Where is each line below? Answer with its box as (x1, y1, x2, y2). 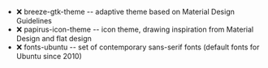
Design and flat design (15, 34, 92, 43)
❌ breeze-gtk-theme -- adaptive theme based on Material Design (15, 7, 236, 16)
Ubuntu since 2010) (15, 52, 83, 61)
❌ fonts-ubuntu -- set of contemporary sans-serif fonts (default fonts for (15, 42, 260, 52)
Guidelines (15, 16, 53, 25)
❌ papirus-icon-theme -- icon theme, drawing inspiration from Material (15, 24, 254, 34)
